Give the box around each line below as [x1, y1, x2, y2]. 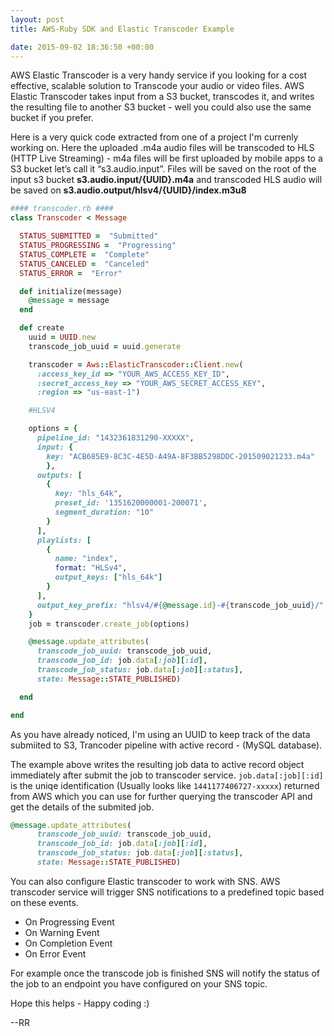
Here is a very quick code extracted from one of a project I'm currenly [10, 131, 299, 143]
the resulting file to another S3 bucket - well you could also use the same [10, 101, 312, 113]
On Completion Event [24, 937, 113, 949]
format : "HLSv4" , [54, 563, 128, 573]
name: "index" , [54, 554, 118, 564]
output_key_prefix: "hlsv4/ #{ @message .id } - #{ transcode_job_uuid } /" [36, 600, 325, 610]
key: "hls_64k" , [54, 489, 123, 499]
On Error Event [24, 947, 87, 960]
